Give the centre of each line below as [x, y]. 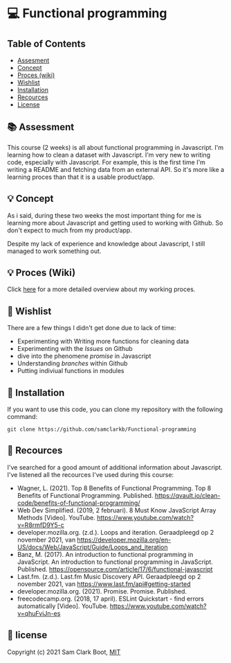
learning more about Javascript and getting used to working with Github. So [115, 223]
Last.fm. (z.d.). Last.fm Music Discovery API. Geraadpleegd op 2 [109, 576]
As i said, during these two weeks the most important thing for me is [104, 215]
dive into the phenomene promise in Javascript [84, 356]
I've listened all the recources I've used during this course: [91, 474]
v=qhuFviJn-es [39, 613]
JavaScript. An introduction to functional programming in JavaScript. [115, 562]
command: [22, 417]
